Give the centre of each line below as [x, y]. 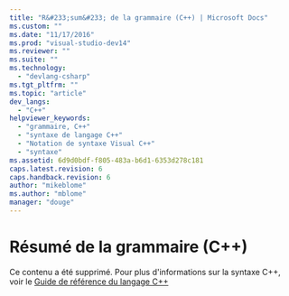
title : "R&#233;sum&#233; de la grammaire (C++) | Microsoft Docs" [139, 18]
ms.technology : [38, 69]
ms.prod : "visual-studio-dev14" [70, 43]
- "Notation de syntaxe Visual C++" [86, 143]
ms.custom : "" [36, 26]
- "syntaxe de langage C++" [70, 135]
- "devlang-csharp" [54, 77]
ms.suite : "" [34, 60]
